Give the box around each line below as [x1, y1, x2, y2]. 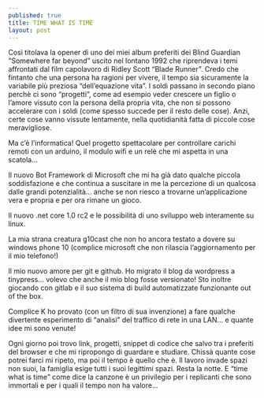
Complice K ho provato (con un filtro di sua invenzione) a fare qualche [8, 307, 236, 316]
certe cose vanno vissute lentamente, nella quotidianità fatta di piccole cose [8, 115, 255, 125]
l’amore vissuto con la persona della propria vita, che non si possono [8, 98, 231, 107]
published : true [8, 11, 61, 20]
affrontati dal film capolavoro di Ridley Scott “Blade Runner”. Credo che [8, 65, 239, 74]
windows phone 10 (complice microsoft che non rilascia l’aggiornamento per [8, 243, 256, 252]
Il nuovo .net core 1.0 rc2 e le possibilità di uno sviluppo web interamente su [8, 210, 255, 221]
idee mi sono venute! [8, 324, 76, 333]
